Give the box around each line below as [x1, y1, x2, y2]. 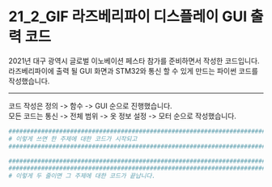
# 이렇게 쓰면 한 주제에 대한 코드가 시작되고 [8, 134, 138, 142]
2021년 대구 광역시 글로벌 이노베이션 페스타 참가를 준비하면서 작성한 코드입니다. [8, 56, 261, 66]
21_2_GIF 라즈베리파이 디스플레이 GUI [8, 7, 248, 26]
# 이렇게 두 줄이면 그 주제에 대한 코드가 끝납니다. [8, 172, 156, 181]
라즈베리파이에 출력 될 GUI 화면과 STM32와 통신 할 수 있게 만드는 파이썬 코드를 [8, 66, 259, 75]
